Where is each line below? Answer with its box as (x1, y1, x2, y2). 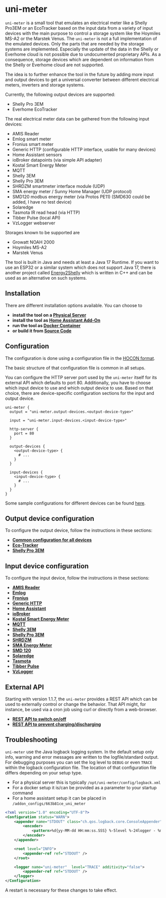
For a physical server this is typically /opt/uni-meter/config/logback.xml (12, 779, 161, 785)
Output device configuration (5, 514, 95, 522)
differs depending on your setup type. (5, 770, 83, 775)
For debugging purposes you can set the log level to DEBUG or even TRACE (5, 759, 153, 765)
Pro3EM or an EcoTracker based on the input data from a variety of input (5, 25, 153, 31)
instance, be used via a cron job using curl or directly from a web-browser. (5, 707, 157, 712)
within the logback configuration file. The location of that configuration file (5, 765, 157, 770)
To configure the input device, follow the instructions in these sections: (5, 575, 150, 581)
